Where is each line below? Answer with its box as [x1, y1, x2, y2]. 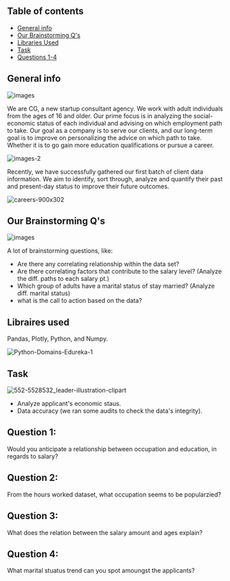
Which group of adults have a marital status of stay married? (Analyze [16, 282, 215, 290]
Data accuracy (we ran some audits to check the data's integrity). [16, 407, 203, 415]
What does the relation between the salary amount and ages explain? [7, 528, 203, 536]
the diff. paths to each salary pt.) [16, 275, 110, 283]
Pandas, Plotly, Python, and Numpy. [7, 334, 108, 343]
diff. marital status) [16, 289, 71, 297]
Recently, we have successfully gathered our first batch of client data [7, 168, 204, 176]
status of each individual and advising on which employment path [36, 119, 222, 127]
